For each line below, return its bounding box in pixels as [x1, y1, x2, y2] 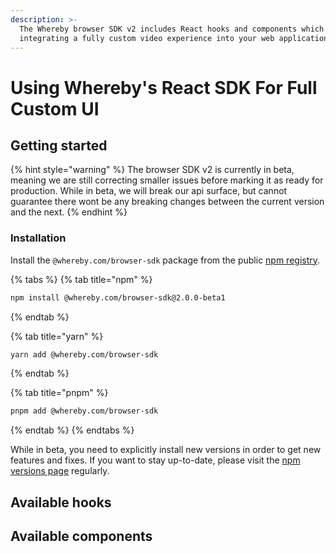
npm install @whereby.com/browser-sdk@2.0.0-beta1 [10, 292, 226, 303]
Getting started [10, 137, 108, 154]
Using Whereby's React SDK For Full [10, 76, 318, 99]
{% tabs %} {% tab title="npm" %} [10, 273, 153, 285]
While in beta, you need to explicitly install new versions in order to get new [10, 444, 322, 456]
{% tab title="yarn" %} [10, 330, 104, 342]
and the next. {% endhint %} [10, 206, 128, 218]
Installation [10, 231, 67, 245]
